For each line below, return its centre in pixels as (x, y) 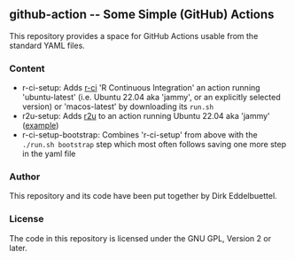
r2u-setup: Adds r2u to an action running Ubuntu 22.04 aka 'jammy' (146, 116)
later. (19, 248)
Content (27, 68)
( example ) (40, 126)
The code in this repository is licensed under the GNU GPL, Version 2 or (140, 238)
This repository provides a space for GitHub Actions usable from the (134, 35)
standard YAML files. (47, 45)
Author (25, 177)
